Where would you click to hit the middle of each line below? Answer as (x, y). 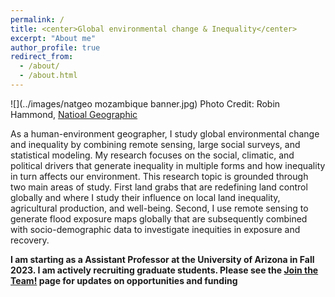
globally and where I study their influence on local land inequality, (145, 197)
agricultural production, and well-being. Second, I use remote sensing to (159, 208)
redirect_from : (42, 57)
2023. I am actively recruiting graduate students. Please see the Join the (164, 270)
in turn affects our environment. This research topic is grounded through (159, 176)
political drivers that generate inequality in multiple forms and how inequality (168, 165)
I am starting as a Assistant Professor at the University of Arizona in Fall (162, 259)
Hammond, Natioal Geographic (74, 114)
